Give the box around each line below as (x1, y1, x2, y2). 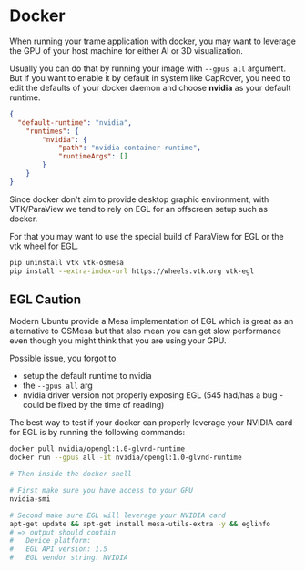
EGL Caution (9, 291, 82, 307)
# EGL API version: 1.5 (9, 545, 107, 554)
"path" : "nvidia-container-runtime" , (57, 143, 202, 153)
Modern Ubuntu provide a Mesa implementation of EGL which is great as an (9, 316, 294, 327)
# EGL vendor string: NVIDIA (9, 553, 128, 563)
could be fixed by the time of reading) (22, 400, 165, 411)
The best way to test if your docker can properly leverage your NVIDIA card (9, 417, 293, 428)
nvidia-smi (9, 494, 51, 504)
